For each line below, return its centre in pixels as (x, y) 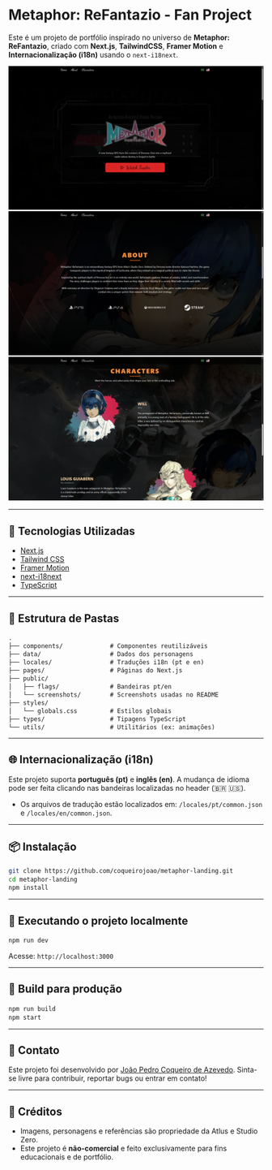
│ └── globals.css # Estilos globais (90, 711)
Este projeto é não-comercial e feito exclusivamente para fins (123, 1148)
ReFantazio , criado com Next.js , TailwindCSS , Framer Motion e (116, 45)
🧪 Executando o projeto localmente (98, 920)
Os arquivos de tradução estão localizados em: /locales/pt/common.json (141, 804)
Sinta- (247, 1070)
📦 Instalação (42, 847)
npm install (28, 888)
